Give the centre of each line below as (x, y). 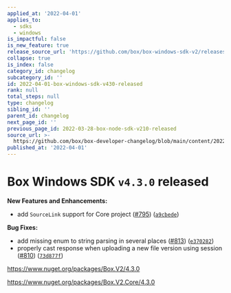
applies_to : (24, 20)
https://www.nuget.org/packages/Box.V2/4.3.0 (74, 268)
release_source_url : (37, 52)
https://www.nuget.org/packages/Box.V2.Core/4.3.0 (81, 282)
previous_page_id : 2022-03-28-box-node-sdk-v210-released (92, 129)
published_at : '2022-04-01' (47, 148)
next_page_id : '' (32, 122)
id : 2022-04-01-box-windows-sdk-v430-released (75, 84)
